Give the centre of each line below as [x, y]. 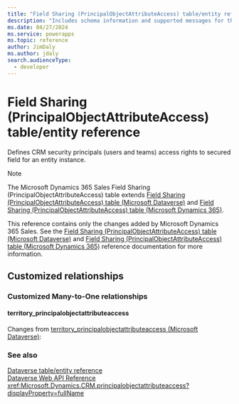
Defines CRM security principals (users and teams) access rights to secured [119, 152]
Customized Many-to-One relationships [78, 296]
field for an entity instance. [47, 159]
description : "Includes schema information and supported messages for [116, 21]
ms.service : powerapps [41, 34]
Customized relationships [66, 276]
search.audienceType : [39, 60]
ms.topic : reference [38, 41]
